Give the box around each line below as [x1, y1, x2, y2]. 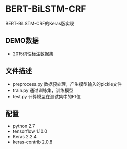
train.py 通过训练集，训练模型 [12, 87, 74, 93]
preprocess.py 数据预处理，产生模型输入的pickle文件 [12, 81, 122, 87]
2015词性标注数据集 [12, 51, 54, 57]
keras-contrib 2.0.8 [12, 139, 53, 145]
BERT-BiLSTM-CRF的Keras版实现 [5, 20, 74, 26]
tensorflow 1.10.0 [12, 128, 48, 134]
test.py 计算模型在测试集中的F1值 [12, 93, 81, 99]
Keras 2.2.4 [12, 134, 37, 140]
